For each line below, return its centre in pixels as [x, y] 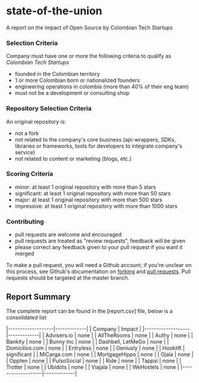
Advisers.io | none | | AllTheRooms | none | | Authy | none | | [119, 335]
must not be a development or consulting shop [72, 93]
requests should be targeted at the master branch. [68, 278]
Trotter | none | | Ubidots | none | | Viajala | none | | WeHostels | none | [93, 367]
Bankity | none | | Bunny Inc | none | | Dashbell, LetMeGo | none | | [88, 341]
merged [24, 254]
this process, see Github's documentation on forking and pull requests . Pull [98, 272]
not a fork [27, 133]
